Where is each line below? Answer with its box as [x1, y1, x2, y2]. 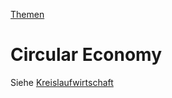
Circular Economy [10, 44, 162, 66]
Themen [10, 9, 45, 20]
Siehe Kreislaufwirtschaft [10, 76, 114, 88]
